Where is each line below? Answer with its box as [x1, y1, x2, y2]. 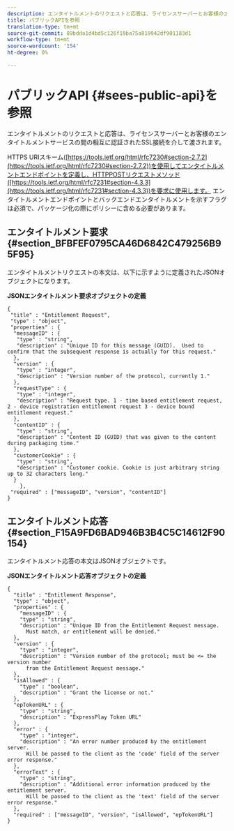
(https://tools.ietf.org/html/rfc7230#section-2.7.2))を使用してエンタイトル [7, 161, 218, 170]
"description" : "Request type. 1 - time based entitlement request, [16, 397, 223, 404]
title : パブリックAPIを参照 [7, 17, 80, 24]
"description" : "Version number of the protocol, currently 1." [16, 373, 210, 380]
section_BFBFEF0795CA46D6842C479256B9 [17, 238, 221, 250]
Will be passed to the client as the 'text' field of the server [25, 793, 219, 800]
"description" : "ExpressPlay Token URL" [19, 714, 141, 721]
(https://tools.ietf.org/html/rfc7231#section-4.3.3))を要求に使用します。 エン [7, 186, 225, 195]
